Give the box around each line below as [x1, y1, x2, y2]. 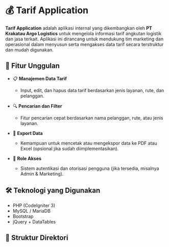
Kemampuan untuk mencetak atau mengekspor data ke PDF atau [20, 140, 157, 146]
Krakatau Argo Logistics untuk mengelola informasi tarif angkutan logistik [5, 30, 162, 36]
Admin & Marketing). [20, 170, 64, 177]
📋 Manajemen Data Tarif [12, 75, 67, 81]
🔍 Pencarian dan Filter [12, 103, 62, 109]
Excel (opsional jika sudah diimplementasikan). [20, 145, 119, 151]
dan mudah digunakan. [5, 47, 54, 53]
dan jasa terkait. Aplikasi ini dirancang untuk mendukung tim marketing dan [5, 36, 164, 42]
